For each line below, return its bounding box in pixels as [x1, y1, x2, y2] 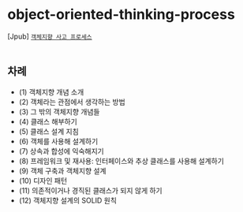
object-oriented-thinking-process [7, 6, 236, 24]
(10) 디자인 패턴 [18, 176, 68, 185]
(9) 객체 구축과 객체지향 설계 [18, 166, 107, 175]
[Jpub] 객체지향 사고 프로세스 [7, 32, 92, 41]
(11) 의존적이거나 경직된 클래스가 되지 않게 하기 [18, 185, 163, 195]
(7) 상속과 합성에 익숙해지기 [18, 146, 104, 155]
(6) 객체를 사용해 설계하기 [18, 136, 99, 146]
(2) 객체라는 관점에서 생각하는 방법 [18, 97, 125, 106]
